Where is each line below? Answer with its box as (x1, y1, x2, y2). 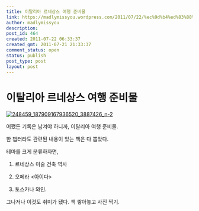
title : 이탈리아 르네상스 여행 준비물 (6, 8, 86, 15)
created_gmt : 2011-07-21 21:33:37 (6, 42, 92, 48)
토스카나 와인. (14, 186, 47, 193)
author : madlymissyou (6, 20, 60, 25)
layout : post (6, 63, 38, 70)
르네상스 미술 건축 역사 (14, 161, 68, 168)
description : (6, 25, 38, 31)
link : (6, 14, 20, 20)
